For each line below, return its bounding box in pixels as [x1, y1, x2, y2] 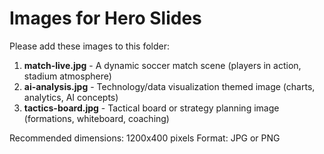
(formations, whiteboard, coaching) [23, 112, 170, 124]
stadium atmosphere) [23, 70, 112, 82]
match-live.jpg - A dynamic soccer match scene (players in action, [23, 59, 302, 71]
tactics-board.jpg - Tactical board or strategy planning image [23, 102, 280, 114]
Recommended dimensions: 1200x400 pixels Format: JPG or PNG [9, 132, 281, 144]
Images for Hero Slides [9, 7, 202, 30]
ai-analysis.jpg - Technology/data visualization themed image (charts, [23, 80, 316, 92]
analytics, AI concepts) [23, 91, 119, 103]
